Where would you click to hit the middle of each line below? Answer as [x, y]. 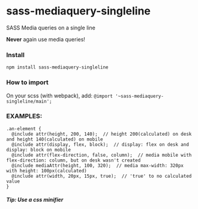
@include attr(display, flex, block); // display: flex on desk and [100, 144]
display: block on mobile [38, 150]
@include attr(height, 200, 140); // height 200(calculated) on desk [102, 134]
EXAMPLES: [24, 117]
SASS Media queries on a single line [51, 28]
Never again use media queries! [46, 39]
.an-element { [24, 129]
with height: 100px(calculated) [46, 171]
